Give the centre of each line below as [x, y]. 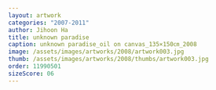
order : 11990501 [35, 67]
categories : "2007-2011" [49, 23]
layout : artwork [35, 15]
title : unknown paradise [49, 37]
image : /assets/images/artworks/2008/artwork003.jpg [96, 52]
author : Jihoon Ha [38, 30]
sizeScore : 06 [31, 74]
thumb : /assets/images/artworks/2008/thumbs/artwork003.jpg [109, 59]
